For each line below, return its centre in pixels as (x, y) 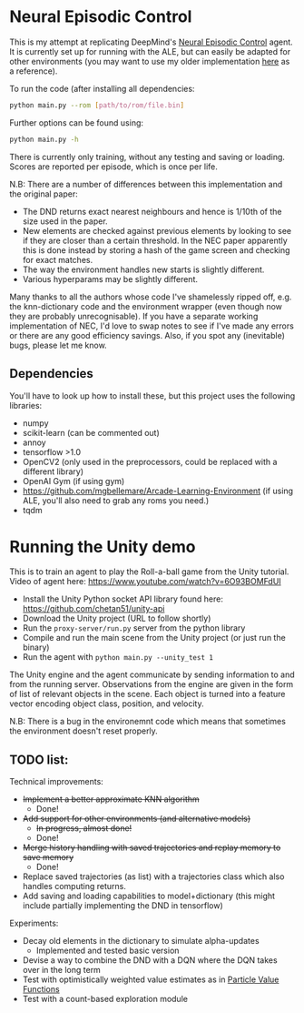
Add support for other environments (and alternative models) (137, 819)
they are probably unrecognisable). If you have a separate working (134, 316)
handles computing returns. (74, 886)
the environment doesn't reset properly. (84, 731)
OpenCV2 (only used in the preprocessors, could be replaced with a (150, 461)
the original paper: (44, 194)
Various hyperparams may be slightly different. (110, 279)
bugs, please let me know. (58, 345)
